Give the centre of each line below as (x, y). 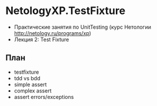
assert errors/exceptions (44, 97)
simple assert (30, 84)
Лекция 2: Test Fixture (41, 39)
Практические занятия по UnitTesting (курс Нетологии (82, 27)
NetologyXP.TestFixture (66, 11)
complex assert (33, 90)
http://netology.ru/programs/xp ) (53, 33)
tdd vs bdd (27, 78)
